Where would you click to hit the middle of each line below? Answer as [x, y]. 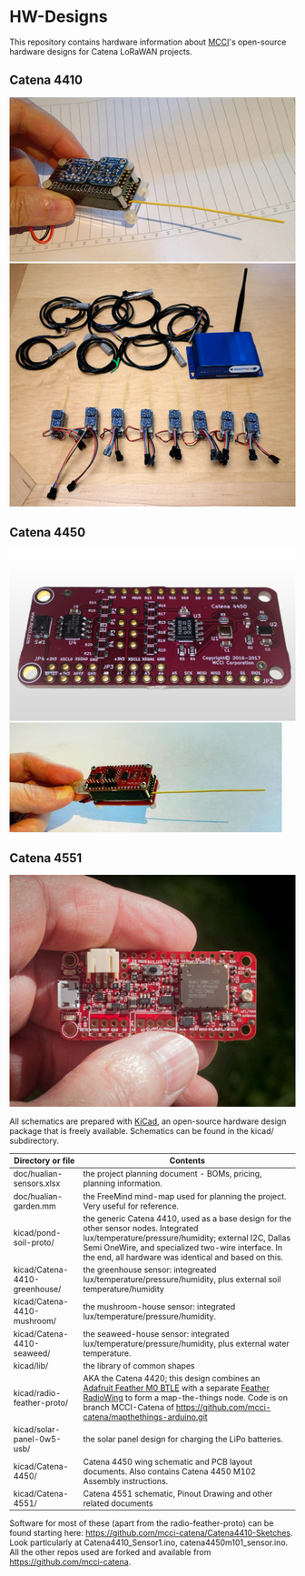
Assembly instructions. [126, 1481]
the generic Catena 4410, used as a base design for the [187, 1218]
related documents [118, 1503]
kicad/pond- [37, 1233]
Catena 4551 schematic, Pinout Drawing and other [178, 1493]
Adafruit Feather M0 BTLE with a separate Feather [177, 1388]
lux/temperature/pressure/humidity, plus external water [187, 1343]
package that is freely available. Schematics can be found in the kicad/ [142, 1130]
